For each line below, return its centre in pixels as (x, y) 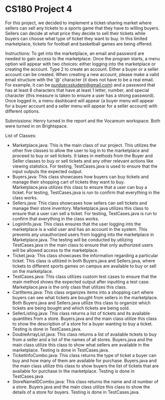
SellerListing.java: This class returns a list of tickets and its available (81, 313)
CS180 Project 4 (39, 9)
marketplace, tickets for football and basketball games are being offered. (79, 44)
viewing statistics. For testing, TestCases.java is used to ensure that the (85, 166)
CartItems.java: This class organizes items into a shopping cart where (83, 292)
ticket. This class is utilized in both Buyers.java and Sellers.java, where (83, 261)
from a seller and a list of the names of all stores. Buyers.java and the (82, 339)
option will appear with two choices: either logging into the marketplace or (81, 64)
